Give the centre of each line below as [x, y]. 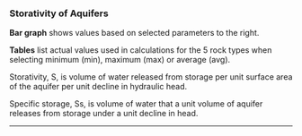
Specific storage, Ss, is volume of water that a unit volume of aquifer [136, 104]
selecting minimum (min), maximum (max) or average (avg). [120, 60]
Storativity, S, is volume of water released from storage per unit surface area [151, 77]
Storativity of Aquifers [59, 13]
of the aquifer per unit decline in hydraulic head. [98, 87]
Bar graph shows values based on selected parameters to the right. [134, 33]
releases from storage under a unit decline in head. [104, 114]
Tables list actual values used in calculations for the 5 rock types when [141, 50]
